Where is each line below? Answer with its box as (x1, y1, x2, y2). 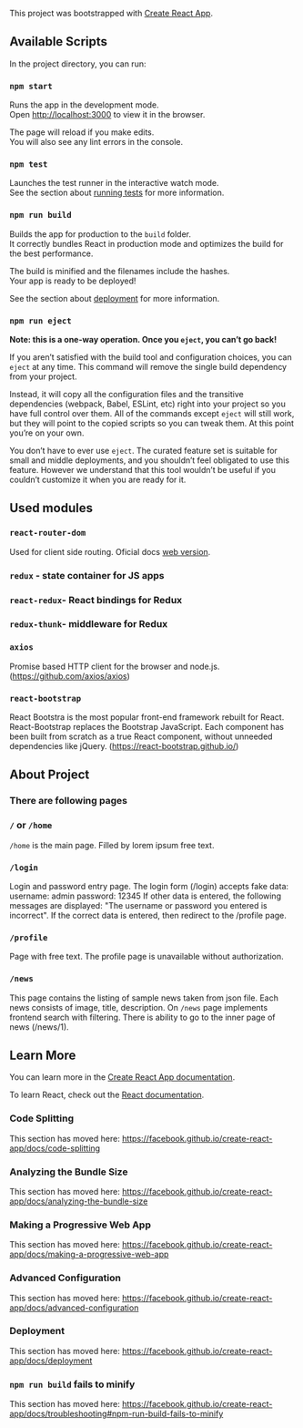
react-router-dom (9, 528, 86, 539)
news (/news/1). (9, 1021, 70, 1032)
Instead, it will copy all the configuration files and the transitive (9, 389, 244, 399)
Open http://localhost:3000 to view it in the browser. (9, 109, 206, 120)
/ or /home (9, 819, 53, 832)
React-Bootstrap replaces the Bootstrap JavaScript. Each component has (9, 722, 285, 733)
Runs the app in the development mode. (9, 99, 159, 110)
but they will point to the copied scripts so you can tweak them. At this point (9, 418, 294, 428)
